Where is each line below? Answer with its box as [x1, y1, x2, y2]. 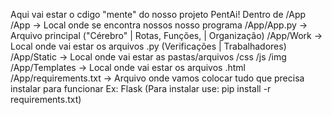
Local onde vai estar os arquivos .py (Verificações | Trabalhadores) [10, 40, 287, 52]
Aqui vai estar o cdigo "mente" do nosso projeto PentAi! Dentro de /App [10, 9, 307, 20]
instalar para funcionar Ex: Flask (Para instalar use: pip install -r [10, 83, 272, 94]
